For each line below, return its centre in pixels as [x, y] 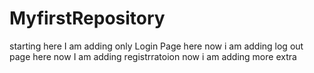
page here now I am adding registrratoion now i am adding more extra [153, 56]
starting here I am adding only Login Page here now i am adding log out [156, 46]
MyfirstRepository [87, 18]
